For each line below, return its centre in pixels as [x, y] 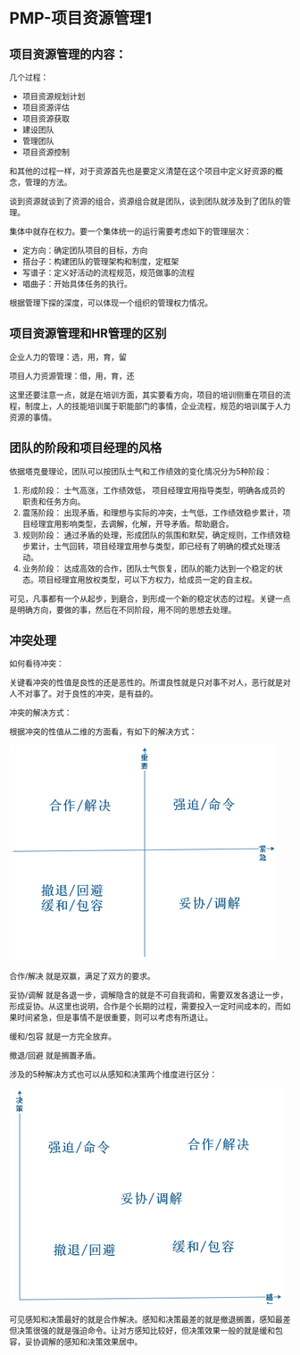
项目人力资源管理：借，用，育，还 [72, 375]
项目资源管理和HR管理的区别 [88, 334]
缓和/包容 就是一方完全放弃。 [62, 1036]
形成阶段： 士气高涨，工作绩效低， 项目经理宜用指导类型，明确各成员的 [154, 490]
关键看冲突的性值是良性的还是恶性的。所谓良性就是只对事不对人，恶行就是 [146, 682]
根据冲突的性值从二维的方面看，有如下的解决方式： [103, 732]
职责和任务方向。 [54, 501]
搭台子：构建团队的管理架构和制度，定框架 [100, 261]
